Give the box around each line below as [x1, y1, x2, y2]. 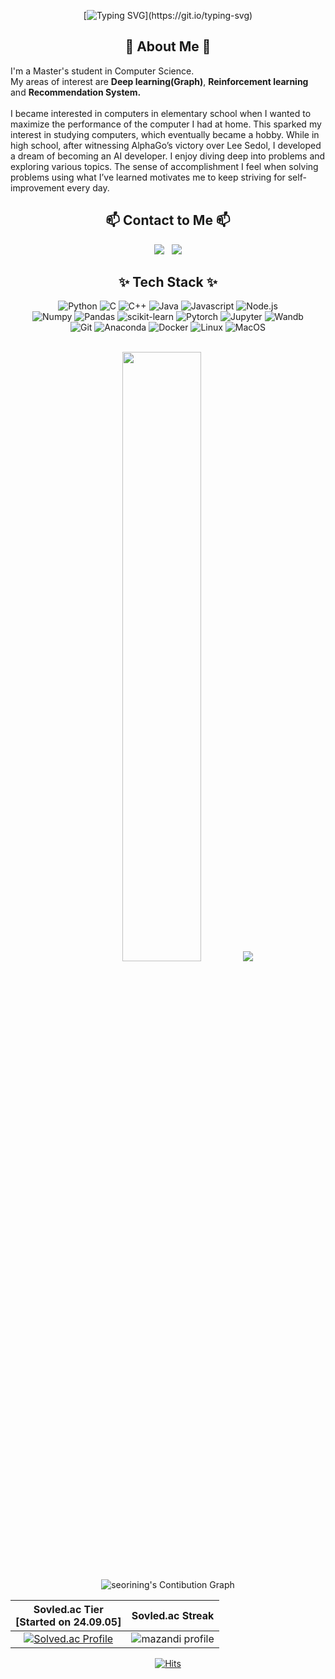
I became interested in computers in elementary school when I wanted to [10, 107, 312, 119]
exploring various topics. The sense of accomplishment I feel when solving [10, 160, 319, 172]
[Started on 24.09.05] [15, 1615, 122, 1629]
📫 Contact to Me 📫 [105, 212, 231, 229]
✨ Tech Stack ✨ [118, 274, 218, 291]
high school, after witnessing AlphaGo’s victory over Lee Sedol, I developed [10, 139, 322, 151]
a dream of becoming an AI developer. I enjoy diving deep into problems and [10, 150, 326, 162]
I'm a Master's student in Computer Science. [10, 65, 195, 77]
